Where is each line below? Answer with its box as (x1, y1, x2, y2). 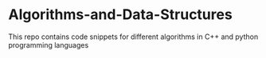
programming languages (8, 40, 89, 49)
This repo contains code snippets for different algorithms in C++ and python (8, 32, 259, 41)
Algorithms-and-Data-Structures (8, 6, 233, 24)
